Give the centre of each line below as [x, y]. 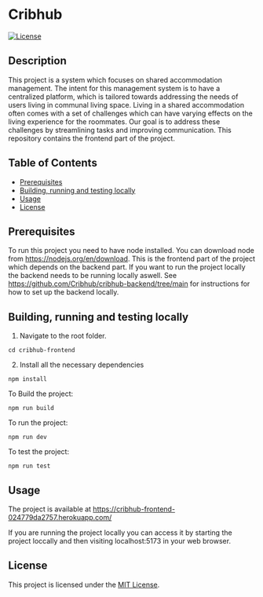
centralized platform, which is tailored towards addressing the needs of [123, 97]
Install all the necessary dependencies [82, 365]
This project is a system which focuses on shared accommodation [115, 79]
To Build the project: [41, 394]
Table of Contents [53, 163]
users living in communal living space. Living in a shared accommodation [126, 104]
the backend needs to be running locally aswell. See [93, 276]
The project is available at [50, 509]
